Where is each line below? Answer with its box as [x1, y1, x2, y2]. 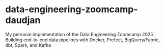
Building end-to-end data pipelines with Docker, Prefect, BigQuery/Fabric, [5, 37, 160, 43]
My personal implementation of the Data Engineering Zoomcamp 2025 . [5, 31, 156, 37]
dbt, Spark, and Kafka [5, 42, 51, 48]
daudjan [5, 14, 41, 26]
